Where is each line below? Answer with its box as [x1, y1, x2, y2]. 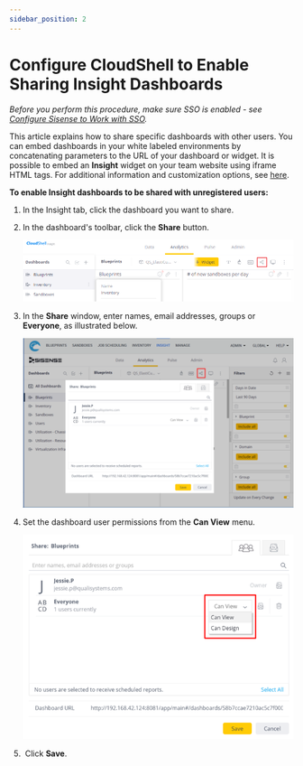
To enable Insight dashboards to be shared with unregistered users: [9, 186, 269, 198]
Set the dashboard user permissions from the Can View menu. [22, 517, 255, 528]
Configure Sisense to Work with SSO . [9, 113, 148, 124]
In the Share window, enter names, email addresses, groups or [22, 311, 256, 322]
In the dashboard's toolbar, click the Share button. [22, 221, 210, 232]
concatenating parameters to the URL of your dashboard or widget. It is [9, 150, 275, 161]
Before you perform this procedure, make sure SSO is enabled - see [9, 104, 262, 115]
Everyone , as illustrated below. [22, 321, 138, 332]
